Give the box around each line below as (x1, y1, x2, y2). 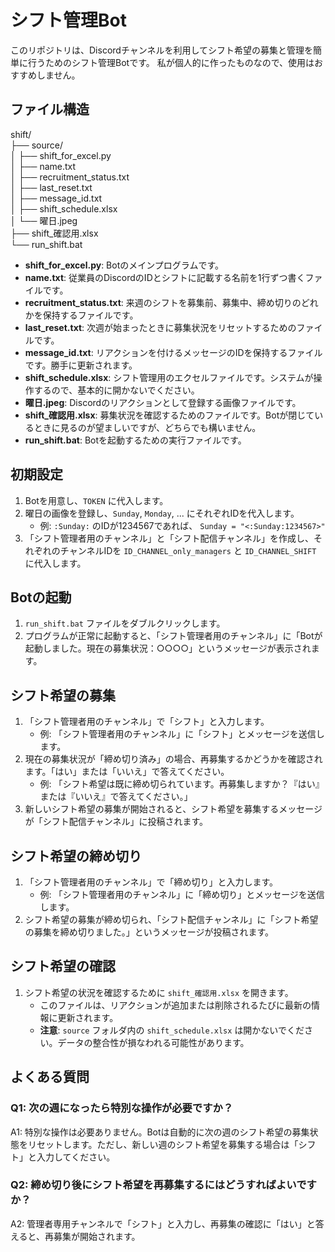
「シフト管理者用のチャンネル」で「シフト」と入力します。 (24, 716, 270, 728)
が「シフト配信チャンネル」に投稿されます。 (24, 816, 208, 828)
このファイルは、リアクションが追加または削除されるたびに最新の (39, 999, 312, 1011)
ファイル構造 (10, 101, 90, 118)
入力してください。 (36, 1151, 116, 1163)
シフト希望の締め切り (10, 847, 142, 865)
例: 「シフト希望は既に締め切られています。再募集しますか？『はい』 (39, 778, 325, 790)
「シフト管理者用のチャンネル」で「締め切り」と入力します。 (24, 876, 278, 888)
